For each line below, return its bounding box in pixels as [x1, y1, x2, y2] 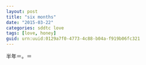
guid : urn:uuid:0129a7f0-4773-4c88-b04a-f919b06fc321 [6, 36, 141, 42]
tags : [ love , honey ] [6, 30, 57, 36]
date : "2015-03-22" [6, 19, 54, 25]
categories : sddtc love [6, 25, 64, 31]
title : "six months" [6, 14, 57, 20]
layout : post [6, 8, 38, 15]
